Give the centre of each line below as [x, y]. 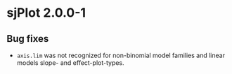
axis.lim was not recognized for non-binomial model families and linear [121, 55]
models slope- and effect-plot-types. [70, 63]
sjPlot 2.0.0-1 [46, 13]
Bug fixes [28, 39]
